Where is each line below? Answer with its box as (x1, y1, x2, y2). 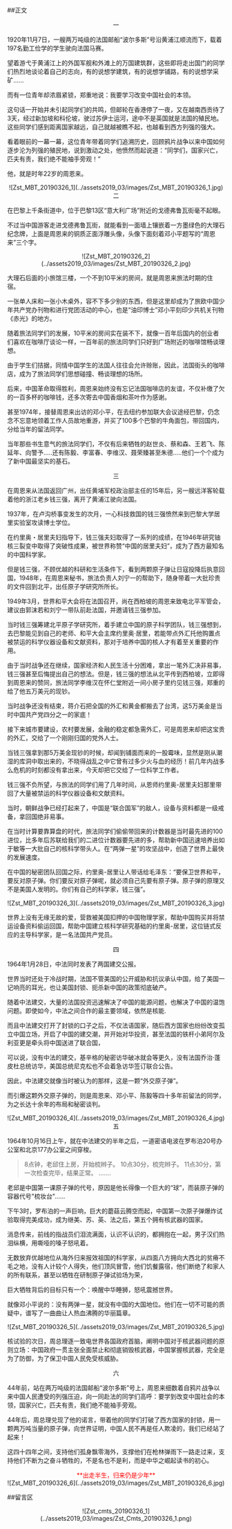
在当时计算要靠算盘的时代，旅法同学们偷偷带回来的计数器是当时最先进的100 (7, 827, 223, 835)
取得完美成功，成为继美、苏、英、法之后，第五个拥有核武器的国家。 (12, 1216, 207, 1223)
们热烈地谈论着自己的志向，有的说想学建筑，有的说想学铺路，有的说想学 (7, 68, 213, 75)
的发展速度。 (7, 853, 43, 861)
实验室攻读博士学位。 (12, 518, 74, 527)
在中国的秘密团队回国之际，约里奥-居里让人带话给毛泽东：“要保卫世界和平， (7, 868, 224, 876)
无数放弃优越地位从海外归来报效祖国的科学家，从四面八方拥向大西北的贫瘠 (7, 1254, 219, 1261)
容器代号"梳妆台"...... (7, 1192, 66, 1200)
